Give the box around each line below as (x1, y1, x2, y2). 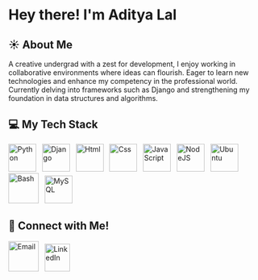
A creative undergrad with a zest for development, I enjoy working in (8, 59, 236, 69)
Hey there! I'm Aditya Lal (8, 6, 177, 24)
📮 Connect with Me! (8, 219, 110, 233)
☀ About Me (8, 38, 73, 52)
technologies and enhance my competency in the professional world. (8, 77, 238, 86)
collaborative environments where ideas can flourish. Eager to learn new (8, 68, 249, 77)
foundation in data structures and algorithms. (8, 94, 159, 102)
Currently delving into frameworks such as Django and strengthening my (8, 85, 250, 94)
